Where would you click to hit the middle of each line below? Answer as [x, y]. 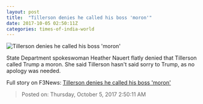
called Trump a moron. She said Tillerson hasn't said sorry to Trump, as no [101, 64]
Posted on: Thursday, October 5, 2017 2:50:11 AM [83, 94]
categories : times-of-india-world [51, 29]
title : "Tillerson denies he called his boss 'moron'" [79, 18]
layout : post [23, 12]
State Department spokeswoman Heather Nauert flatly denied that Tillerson [102, 58]
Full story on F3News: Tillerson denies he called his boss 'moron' [89, 83]
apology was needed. [34, 71]
